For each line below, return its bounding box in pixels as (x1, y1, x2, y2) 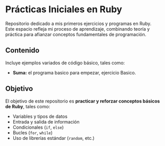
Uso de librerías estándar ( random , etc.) (12, 135, 95, 141)
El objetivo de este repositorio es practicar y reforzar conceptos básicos (5, 98, 160, 104)
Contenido (5, 46, 40, 55)
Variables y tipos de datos (12, 113, 68, 119)
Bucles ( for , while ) (12, 129, 53, 136)
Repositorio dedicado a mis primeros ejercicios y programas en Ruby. (5, 20, 152, 27)
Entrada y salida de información (12, 118, 80, 125)
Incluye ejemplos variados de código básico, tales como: (5, 60, 125, 66)
